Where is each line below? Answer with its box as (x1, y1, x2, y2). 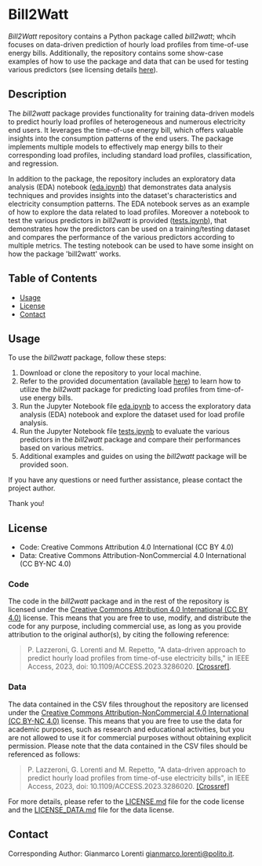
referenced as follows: (8, 749, 81, 759)
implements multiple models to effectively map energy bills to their (8, 141, 224, 151)
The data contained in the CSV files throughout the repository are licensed (8, 699, 249, 709)
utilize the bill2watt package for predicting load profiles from (19, 385, 216, 394)
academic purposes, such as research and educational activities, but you (8, 725, 245, 734)
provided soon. (19, 460, 69, 469)
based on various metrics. (19, 443, 104, 453)
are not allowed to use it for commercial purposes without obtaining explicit (8, 732, 252, 742)
